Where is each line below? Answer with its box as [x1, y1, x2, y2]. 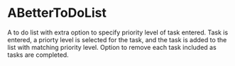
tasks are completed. [7, 51, 69, 59]
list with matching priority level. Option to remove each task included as [7, 43, 217, 51]
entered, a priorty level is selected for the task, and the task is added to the [7, 35, 227, 44]
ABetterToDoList [7, 5, 106, 21]
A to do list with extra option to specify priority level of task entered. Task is [7, 28, 229, 37]
